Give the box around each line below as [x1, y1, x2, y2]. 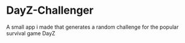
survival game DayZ [6, 29, 56, 36]
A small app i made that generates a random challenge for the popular [6, 23, 179, 30]
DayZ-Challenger [6, 4, 94, 17]
